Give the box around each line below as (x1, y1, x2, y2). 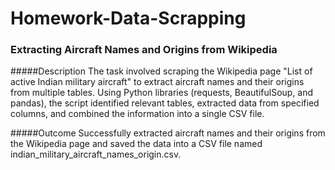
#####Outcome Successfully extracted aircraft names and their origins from (10, 127, 326, 139)
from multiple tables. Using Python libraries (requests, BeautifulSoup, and (10, 87, 314, 99)
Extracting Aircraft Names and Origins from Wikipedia (10, 43, 278, 57)
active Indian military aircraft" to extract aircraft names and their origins (10, 76, 305, 88)
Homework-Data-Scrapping (10, 7, 247, 30)
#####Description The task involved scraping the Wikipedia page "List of (10, 65, 313, 77)
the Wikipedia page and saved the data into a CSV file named (10, 138, 263, 150)
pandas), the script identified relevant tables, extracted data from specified (10, 97, 320, 109)
